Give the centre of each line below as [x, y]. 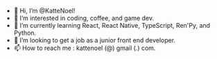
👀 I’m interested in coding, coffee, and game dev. [84, 18]
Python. [25, 33]
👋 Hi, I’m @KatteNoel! [44, 11]
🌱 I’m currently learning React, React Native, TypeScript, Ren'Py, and [112, 25]
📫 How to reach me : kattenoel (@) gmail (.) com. [85, 48]
